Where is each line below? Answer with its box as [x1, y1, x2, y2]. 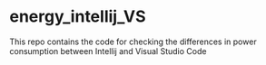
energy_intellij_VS [9, 6, 146, 27]
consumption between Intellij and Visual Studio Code [9, 45, 207, 56]
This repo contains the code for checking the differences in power [9, 36, 257, 47]
